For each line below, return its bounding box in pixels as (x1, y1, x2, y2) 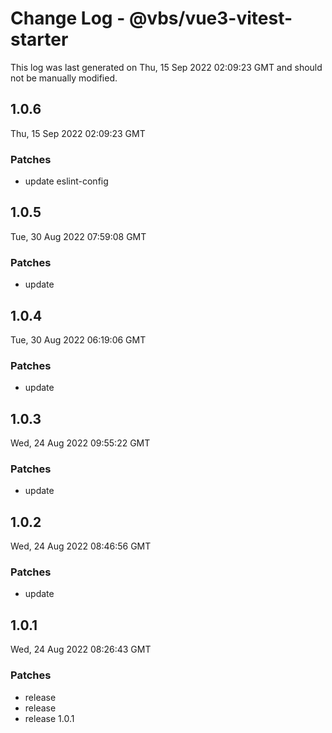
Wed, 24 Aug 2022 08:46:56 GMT (10, 540, 152, 552)
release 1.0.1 (24, 712, 75, 724)
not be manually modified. (10, 72, 118, 84)
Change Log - (10, 7, 126, 30)
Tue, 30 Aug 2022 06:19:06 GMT (10, 333, 147, 346)
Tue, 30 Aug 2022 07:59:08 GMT (10, 230, 147, 242)
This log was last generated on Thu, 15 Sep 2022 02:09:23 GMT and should (10, 61, 323, 73)
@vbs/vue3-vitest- (128, 7, 293, 30)
